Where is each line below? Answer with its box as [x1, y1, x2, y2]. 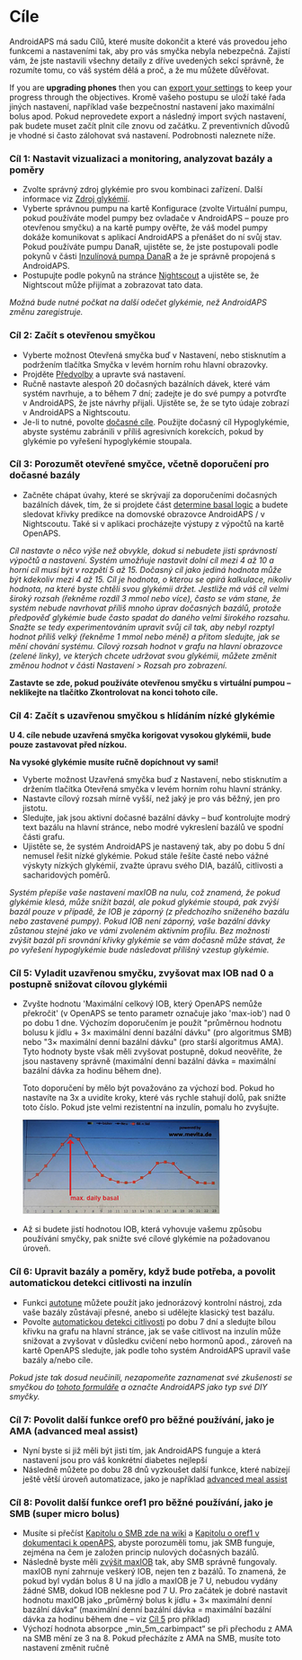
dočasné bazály [9, 469, 81, 482]
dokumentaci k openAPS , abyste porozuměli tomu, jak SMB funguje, [22, 1538, 276, 1548]
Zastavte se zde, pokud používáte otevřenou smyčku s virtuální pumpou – [9, 677, 291, 688]
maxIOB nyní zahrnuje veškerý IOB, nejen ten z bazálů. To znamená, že [22, 1566, 287, 1577]
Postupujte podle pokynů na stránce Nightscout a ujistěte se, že [22, 270, 260, 281]
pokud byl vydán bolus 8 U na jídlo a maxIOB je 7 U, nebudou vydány [22, 1575, 279, 1586]
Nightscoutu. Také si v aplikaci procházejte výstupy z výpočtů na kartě [22, 518, 285, 529]
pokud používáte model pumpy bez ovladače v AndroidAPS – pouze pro [22, 213, 289, 224]
